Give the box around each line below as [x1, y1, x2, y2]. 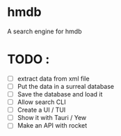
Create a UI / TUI [17, 105, 66, 114]
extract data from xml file [17, 74, 90, 83]
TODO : [7, 51, 50, 67]
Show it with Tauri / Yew [17, 114, 87, 122]
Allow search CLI [17, 98, 66, 106]
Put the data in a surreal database [17, 82, 115, 90]
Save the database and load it [17, 90, 103, 98]
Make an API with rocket [17, 121, 88, 130]
